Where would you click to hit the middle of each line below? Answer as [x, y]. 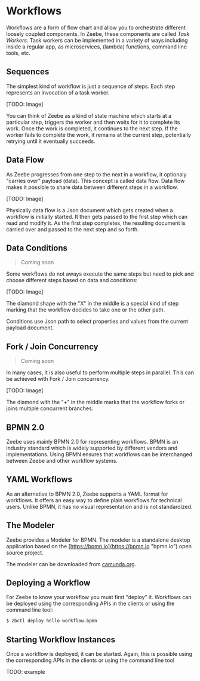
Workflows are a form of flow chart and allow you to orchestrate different [96, 28]
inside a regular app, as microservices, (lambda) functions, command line [96, 47]
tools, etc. [19, 53]
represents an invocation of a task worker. [58, 92]
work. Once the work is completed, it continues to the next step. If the [92, 128]
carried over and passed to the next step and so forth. [73, 229]
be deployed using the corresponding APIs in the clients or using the [90, 604]
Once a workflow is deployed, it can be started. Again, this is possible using [99, 654]
